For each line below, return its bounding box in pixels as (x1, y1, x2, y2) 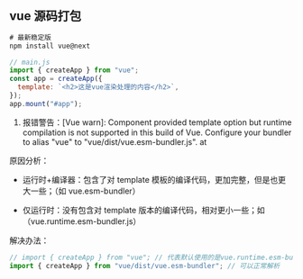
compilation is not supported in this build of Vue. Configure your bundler (22, 127, 292, 138)
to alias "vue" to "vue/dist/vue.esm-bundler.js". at (22, 136, 207, 147)
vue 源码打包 (9, 8, 82, 24)
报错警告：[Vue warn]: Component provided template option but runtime (22, 116, 292, 128)
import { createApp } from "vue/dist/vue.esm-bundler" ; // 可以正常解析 (9, 261, 280, 270)
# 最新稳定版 (9, 32, 51, 42)
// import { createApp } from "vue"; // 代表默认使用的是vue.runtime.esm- (9, 253, 286, 262)
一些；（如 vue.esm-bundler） (30, 185, 141, 196)
